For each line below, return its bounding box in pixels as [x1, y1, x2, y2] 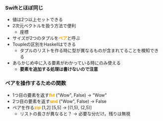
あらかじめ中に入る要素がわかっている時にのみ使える [12, 60, 121, 66]
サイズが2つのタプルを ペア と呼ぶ [12, 35, 80, 41]
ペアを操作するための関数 [5, 80, 66, 87]
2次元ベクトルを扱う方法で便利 [12, 23, 76, 29]
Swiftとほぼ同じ [5, 4, 44, 11]
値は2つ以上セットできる [12, 16, 63, 23]
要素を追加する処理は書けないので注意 [19, 66, 98, 72]
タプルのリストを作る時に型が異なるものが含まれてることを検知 [19, 48, 150, 54]
